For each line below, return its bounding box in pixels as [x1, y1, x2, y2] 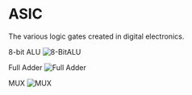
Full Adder [8, 62, 43, 72]
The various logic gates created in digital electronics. [8, 31, 185, 41]
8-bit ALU [8, 47, 41, 56]
